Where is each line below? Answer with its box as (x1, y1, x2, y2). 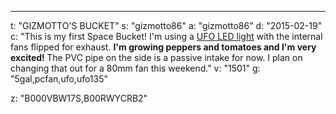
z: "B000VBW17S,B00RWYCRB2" (10, 92, 148, 104)
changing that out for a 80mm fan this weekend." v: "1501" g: (10, 62, 261, 74)
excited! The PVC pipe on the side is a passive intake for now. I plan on (10, 52, 303, 63)
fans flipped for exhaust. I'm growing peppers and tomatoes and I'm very (10, 41, 317, 53)
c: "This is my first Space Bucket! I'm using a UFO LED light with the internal (10, 31, 323, 42)
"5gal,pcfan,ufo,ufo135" (10, 73, 109, 85)
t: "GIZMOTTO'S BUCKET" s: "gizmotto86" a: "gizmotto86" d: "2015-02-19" (10, 20, 323, 31)
